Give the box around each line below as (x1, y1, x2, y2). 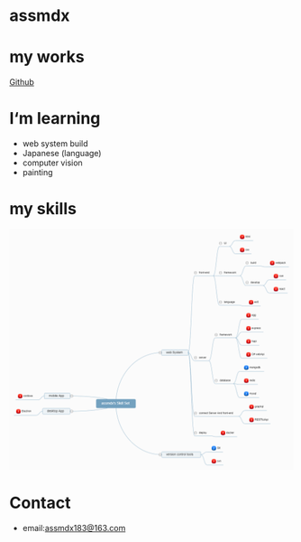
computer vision (22, 157, 83, 168)
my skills (9, 199, 77, 220)
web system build (22, 138, 88, 149)
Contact (9, 493, 71, 513)
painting (22, 167, 53, 178)
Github (9, 77, 34, 88)
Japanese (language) (22, 148, 102, 159)
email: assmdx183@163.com (22, 523, 126, 534)
